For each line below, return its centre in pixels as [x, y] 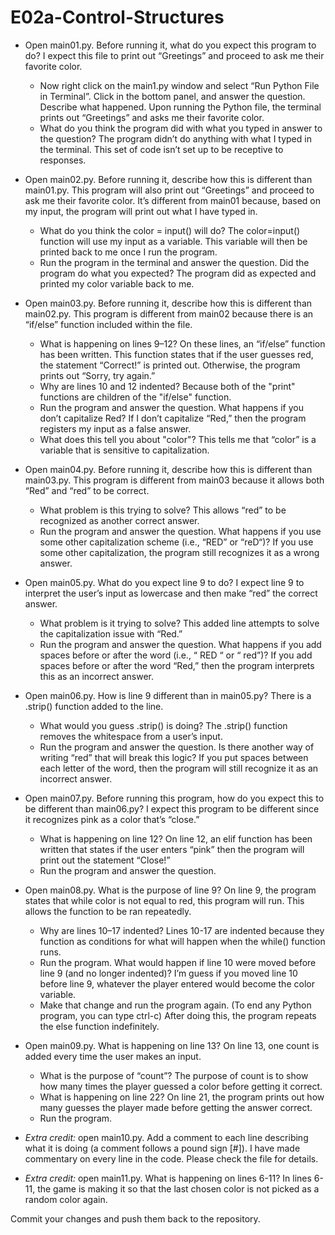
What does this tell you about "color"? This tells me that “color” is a [178, 439]
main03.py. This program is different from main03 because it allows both [174, 480]
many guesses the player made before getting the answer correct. [176, 1107]
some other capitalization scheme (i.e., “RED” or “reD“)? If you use [176, 542]
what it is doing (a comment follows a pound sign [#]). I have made [162, 1148]
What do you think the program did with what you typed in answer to [181, 128]
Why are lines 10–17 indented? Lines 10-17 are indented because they [182, 930]
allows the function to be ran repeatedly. [108, 911]
